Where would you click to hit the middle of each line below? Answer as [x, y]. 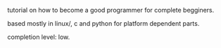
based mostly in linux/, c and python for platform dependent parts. [103, 23]
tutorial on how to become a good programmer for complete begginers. [111, 10]
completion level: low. [39, 37]
